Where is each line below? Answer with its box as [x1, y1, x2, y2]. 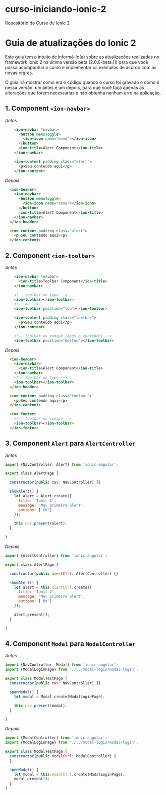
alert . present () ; [14, 612, 50, 617]
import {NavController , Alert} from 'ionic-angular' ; [5, 462, 119, 467]
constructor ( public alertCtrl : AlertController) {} [9, 571, 119, 576]
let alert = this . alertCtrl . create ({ [14, 585, 92, 590]
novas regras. [5, 70, 33, 76]
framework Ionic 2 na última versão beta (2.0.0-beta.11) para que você [5, 59, 149, 65]
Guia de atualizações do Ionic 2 [5, 37, 136, 49]
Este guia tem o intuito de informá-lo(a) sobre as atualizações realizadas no [5, 54, 160, 60]
